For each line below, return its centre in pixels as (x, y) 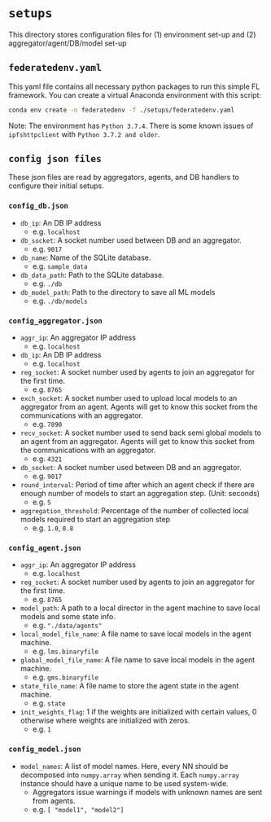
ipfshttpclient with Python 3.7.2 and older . (84, 134)
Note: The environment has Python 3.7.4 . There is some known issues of (131, 125)
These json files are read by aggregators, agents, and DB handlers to (124, 178)
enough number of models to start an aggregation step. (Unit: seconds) (140, 494)
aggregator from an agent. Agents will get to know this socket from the (139, 407)
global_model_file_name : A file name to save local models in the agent (138, 660)
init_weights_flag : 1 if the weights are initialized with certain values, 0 (138, 712)
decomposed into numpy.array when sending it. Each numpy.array (130, 775)
